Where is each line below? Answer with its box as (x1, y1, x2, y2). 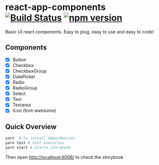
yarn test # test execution (5, 140, 64, 145)
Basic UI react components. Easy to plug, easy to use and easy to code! (5, 29, 154, 35)
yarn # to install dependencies (5, 136, 75, 141)
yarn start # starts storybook (5, 145, 71, 150)
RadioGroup (12, 85, 38, 91)
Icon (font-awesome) (12, 107, 56, 114)
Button (12, 57, 27, 63)
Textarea (12, 102, 31, 108)
